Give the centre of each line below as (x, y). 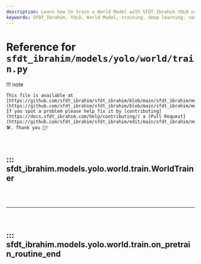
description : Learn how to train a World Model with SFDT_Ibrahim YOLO (97, 12)
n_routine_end (33, 253)
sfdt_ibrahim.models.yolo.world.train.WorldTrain (100, 169)
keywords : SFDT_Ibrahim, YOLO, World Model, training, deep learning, (96, 17)
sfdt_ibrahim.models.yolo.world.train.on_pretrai (98, 244)
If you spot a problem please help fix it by (64, 112)
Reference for (41, 47)
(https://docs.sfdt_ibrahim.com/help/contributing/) (73, 117)
